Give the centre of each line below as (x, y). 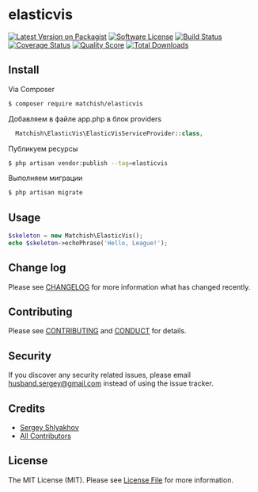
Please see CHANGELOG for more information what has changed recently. (129, 286)
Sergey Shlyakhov (49, 428)
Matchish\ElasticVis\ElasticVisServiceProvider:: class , (109, 133)
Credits (27, 408)
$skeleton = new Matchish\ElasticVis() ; (76, 236)
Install (24, 70)
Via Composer (32, 89)
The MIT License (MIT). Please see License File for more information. (121, 480)
